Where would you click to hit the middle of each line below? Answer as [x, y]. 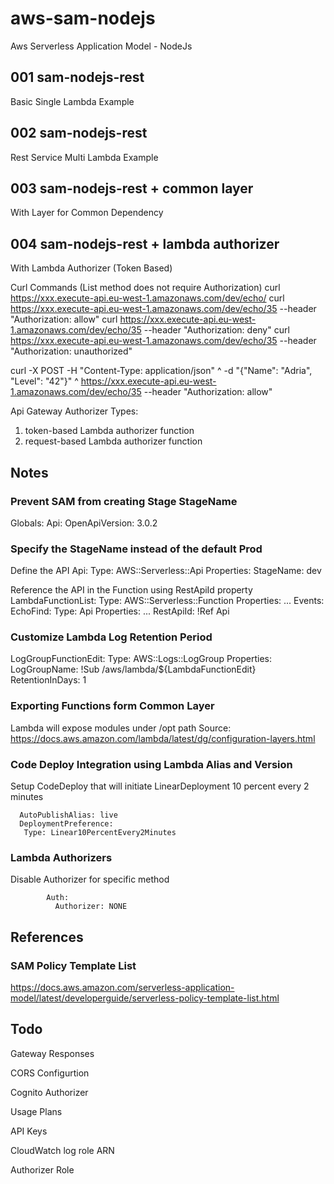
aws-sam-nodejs [83, 18]
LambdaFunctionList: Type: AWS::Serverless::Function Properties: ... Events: [167, 601]
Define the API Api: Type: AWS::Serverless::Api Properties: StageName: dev [166, 571]
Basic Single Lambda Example [72, 101]
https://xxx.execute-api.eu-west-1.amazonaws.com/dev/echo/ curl [147, 298]
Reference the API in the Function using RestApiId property [131, 590]
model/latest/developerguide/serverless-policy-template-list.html [145, 998]
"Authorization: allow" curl [64, 319]
